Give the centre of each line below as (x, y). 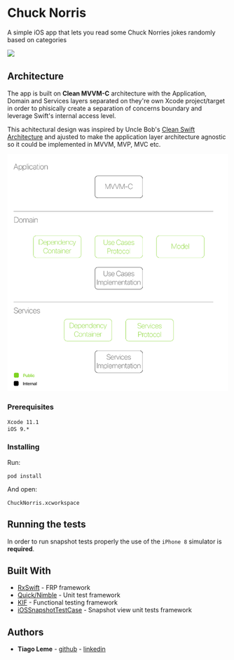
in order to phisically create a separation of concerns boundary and (105, 108)
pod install (25, 476)
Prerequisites (30, 407)
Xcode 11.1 (23, 423)
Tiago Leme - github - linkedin (62, 649)
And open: (22, 489)
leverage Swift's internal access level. (62, 115)
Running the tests (47, 524)
